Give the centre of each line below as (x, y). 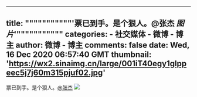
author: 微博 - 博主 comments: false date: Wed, (102, 45)
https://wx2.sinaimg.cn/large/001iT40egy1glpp (98, 64)
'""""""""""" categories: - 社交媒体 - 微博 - (94, 35)
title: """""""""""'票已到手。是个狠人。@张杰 (90, 24)
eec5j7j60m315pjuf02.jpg (55, 73)
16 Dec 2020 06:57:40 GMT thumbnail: (79, 55)
